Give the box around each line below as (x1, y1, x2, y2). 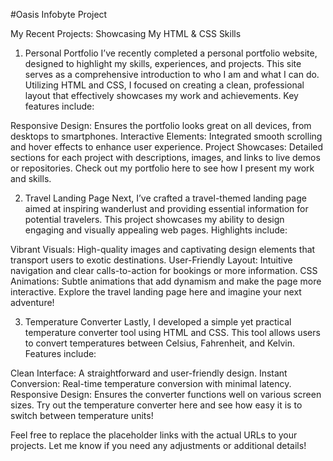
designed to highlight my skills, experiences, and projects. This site (24, 58, 302, 69)
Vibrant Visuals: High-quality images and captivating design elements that (10, 244, 316, 255)
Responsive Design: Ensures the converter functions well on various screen (10, 389, 322, 400)
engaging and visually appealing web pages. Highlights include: (24, 224, 288, 236)
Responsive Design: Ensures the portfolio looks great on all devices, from (10, 120, 312, 131)
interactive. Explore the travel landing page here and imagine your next (10, 286, 302, 298)
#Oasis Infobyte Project (10, 9, 108, 20)
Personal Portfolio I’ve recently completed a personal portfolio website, (24, 47, 318, 59)
